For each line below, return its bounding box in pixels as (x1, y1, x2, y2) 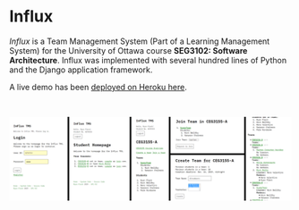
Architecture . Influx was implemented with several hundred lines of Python (9, 55, 287, 65)
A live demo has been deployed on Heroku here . (9, 81, 188, 92)
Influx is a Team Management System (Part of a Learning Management (9, 36, 270, 46)
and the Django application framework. (9, 64, 153, 75)
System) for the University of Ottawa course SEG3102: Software (9, 45, 248, 55)
